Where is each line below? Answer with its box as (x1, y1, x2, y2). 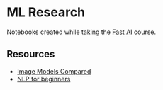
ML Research (6, 4, 86, 21)
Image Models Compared (16, 67, 91, 75)
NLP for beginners (16, 74, 71, 83)
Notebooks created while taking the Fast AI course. (6, 28, 157, 36)
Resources (6, 48, 55, 60)
